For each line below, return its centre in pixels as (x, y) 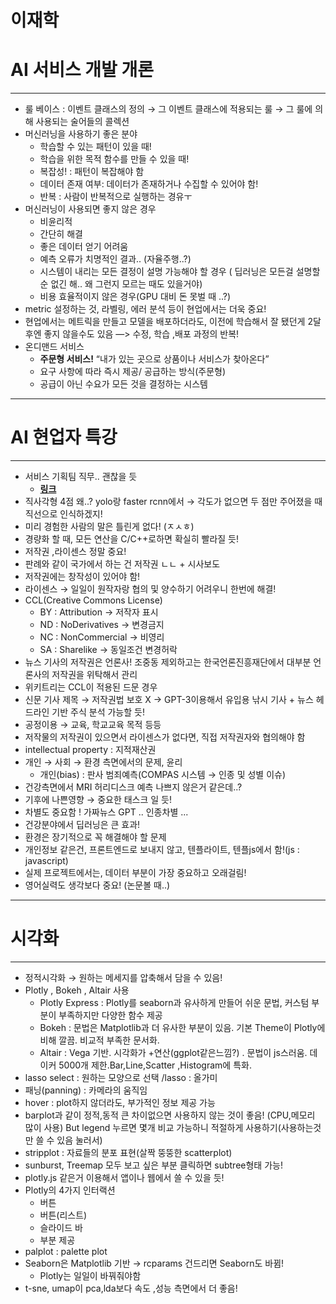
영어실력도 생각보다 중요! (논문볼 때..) (97, 885)
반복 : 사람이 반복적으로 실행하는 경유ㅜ (116, 197)
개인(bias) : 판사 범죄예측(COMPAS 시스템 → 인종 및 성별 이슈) (163, 775)
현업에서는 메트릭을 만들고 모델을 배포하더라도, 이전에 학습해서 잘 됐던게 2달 (173, 322)
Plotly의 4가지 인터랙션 (70, 1190)
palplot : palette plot (66, 1251)
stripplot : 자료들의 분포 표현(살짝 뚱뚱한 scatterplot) (128, 1152)
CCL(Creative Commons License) (93, 600)
